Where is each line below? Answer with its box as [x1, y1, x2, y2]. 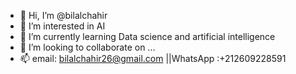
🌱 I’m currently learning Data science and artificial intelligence [19, 31, 276, 42]
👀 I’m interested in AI [19, 20, 106, 32]
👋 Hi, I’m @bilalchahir [19, 10, 108, 21]
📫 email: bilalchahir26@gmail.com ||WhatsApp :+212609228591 [19, 53, 287, 64]
